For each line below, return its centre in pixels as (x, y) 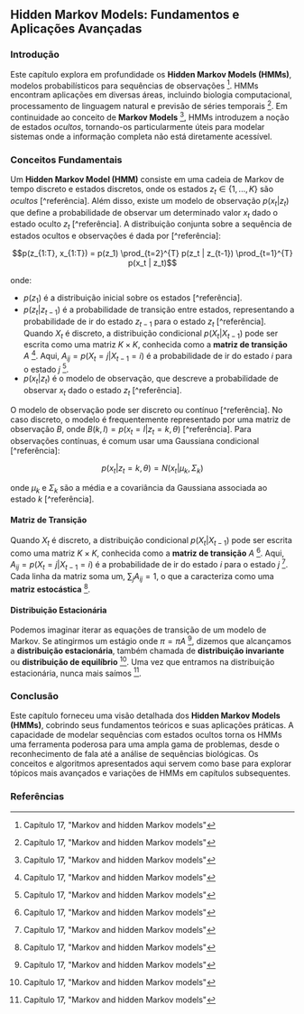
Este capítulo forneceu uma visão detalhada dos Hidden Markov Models (145, 715)
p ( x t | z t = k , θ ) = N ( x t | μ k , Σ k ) (152, 469)
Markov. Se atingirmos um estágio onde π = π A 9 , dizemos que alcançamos (151, 640)
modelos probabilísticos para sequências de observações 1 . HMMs (134, 85)
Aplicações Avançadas (76, 29)
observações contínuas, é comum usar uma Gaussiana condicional (135, 440)
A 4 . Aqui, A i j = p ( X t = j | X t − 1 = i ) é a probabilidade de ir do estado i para (157, 356)
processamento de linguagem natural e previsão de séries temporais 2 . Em (149, 105)
